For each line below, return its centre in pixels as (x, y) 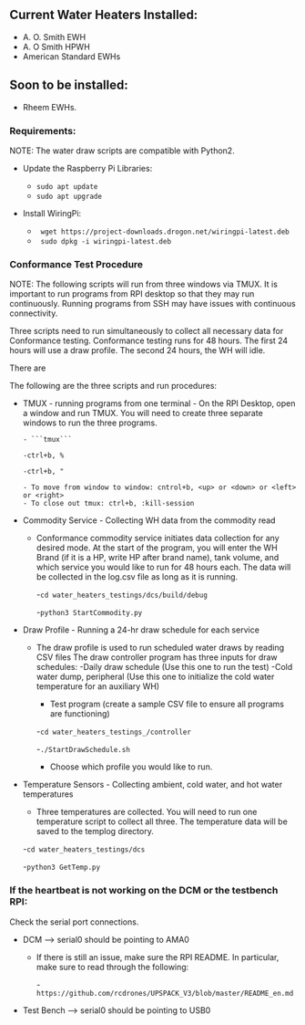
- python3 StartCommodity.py (89, 612)
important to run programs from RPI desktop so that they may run (132, 294)
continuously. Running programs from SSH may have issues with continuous (152, 304)
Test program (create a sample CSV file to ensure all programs (167, 704)
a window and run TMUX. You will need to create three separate (143, 413)
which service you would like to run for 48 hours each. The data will (163, 567)
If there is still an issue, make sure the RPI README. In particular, (158, 957)
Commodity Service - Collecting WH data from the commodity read (149, 520)
